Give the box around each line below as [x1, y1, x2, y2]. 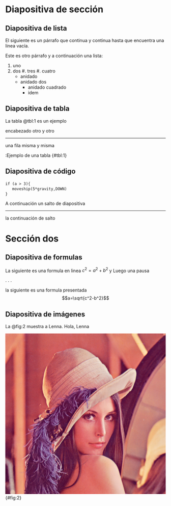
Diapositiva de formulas [5, 253, 82, 262]
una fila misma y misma [5, 142, 55, 148]
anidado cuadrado [27, 84, 67, 90]
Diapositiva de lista [5, 24, 67, 33]
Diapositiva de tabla [5, 104, 70, 113]
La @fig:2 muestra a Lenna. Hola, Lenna [5, 324, 90, 330]
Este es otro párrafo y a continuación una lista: [5, 52, 103, 59]
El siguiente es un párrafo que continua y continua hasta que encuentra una [5, 37, 164, 43]
